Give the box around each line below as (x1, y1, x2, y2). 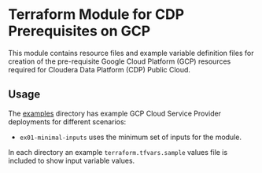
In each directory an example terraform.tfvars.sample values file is (8, 147, 228, 156)
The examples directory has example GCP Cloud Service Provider (8, 109, 222, 118)
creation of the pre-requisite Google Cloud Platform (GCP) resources (8, 57, 231, 66)
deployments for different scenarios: (8, 116, 127, 127)
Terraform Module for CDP (8, 6, 185, 24)
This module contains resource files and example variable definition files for (8, 48, 254, 57)
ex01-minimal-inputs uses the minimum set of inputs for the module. (19, 132, 242, 142)
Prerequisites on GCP (8, 22, 151, 40)
